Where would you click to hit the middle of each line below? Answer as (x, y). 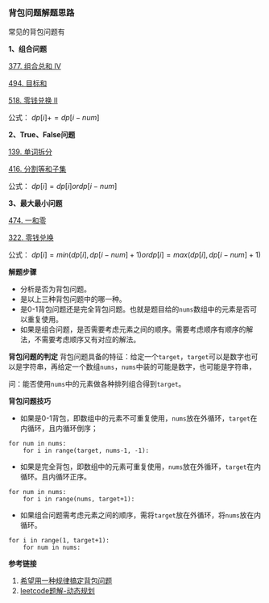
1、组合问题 (28, 49)
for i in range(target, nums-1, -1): (86, 451)
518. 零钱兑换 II (33, 100)
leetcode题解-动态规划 (57, 591)
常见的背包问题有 (37, 32)
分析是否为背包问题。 (55, 289)
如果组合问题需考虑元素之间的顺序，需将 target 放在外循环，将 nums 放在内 (141, 515)
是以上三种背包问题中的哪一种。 (73, 299)
